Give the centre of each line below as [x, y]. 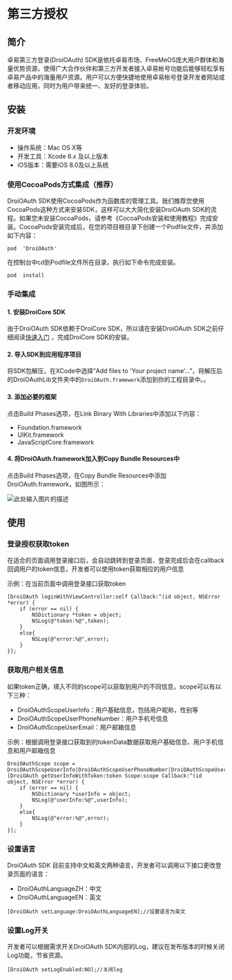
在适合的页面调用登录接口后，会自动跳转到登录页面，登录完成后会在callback [116, 561]
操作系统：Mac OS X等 [50, 147]
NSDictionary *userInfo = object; [81, 794]
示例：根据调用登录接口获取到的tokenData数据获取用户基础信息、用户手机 [113, 742]
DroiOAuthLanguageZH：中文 [59, 889]
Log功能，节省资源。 [37, 955]
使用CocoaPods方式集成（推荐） [62, 184]
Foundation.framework [49, 427]
